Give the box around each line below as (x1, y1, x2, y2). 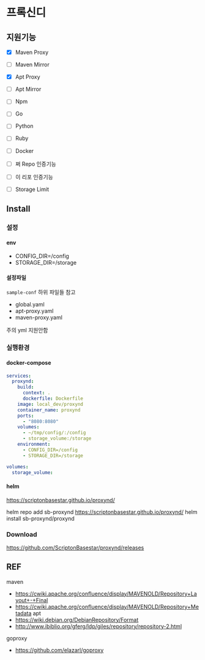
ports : (17, 413, 34, 419)
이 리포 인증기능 (15, 173, 53, 181)
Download (6, 530, 38, 538)
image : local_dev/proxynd (17, 401, 84, 407)
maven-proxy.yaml (15, 314, 63, 321)
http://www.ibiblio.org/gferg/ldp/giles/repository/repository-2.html (15, 623, 182, 630)
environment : (17, 441, 51, 448)
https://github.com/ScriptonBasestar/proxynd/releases (6, 544, 144, 551)
